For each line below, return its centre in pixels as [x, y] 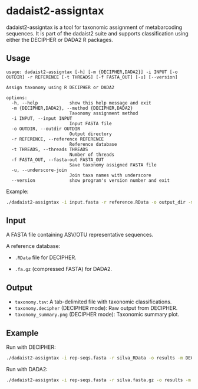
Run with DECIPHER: [31, 347]
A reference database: [33, 246]
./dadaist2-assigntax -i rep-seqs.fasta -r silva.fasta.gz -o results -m [99, 380]
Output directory [90, 134]
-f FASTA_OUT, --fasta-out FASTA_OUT [58, 160]
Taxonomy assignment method [104, 113]
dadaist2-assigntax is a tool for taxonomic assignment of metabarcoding [94, 27]
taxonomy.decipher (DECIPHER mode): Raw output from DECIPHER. [96, 308]
